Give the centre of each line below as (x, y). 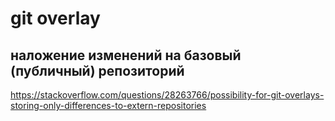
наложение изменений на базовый (126, 55)
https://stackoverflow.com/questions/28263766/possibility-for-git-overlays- (167, 95)
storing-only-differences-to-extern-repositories (108, 105)
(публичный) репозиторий (97, 70)
